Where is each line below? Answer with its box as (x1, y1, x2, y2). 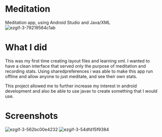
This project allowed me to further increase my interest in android (5, 83, 137, 89)
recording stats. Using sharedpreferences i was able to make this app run (5, 68, 153, 74)
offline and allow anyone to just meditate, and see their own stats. (5, 73, 138, 79)
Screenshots (5, 111, 58, 121)
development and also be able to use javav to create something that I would (5, 88, 158, 94)
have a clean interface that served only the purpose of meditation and (5, 63, 146, 69)
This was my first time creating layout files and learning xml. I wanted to (5, 58, 150, 64)
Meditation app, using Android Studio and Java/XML (5, 20, 111, 25)
